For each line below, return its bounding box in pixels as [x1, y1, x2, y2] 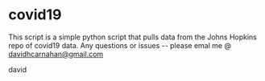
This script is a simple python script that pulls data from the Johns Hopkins [8, 32, 258, 42]
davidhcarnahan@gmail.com [8, 49, 104, 59]
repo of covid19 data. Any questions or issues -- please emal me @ [8, 40, 232, 50]
